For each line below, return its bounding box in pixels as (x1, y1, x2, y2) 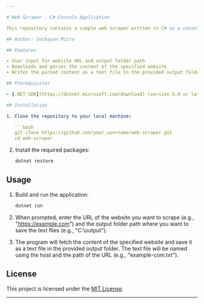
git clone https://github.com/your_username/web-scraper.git (14, 130, 172, 136)
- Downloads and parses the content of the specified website (6, 64, 167, 70)
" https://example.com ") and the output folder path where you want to (15, 220, 189, 228)
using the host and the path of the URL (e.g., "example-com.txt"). (15, 251, 179, 258)
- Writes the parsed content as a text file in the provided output (6, 69, 183, 76)
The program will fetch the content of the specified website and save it (15, 238, 192, 246)
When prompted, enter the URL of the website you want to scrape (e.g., (15, 214, 194, 221)
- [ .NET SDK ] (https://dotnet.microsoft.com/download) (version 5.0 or (6, 91, 189, 97)
